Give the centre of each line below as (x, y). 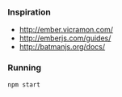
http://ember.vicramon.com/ (66, 30)
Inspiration (29, 12)
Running (25, 68)
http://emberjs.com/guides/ (65, 38)
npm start (24, 84)
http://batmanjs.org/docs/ (62, 47)
